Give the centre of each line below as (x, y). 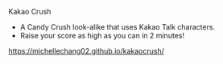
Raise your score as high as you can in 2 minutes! (102, 36)
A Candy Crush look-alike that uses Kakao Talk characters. (118, 27)
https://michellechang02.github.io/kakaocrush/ (87, 51)
